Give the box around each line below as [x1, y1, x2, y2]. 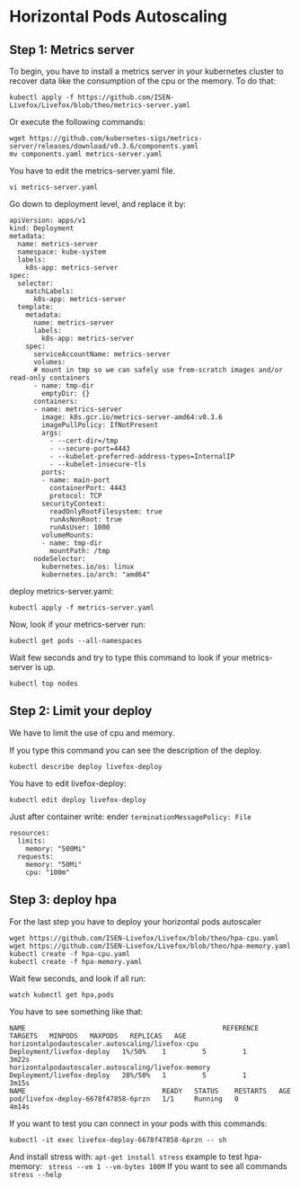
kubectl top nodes [9, 679, 78, 688]
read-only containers [9, 373, 91, 382]
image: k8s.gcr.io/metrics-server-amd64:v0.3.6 [41, 413, 223, 422]
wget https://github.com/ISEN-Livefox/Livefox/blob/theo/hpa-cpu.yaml [9, 933, 279, 942]
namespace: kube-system [17, 247, 106, 256]
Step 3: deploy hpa [9, 892, 117, 907]
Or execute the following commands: [9, 117, 146, 127]
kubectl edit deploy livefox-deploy [9, 795, 146, 804]
